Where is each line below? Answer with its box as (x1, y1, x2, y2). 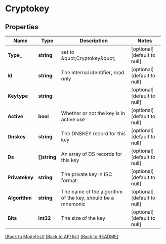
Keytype (7, 92, 28, 99)
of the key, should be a (61, 195, 114, 201)
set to (61, 49, 75, 55)
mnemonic (61, 201, 86, 207)
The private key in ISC (61, 171, 112, 178)
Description (80, 38, 108, 44)
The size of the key (61, 215, 105, 221)
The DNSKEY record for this (61, 130, 126, 137)
